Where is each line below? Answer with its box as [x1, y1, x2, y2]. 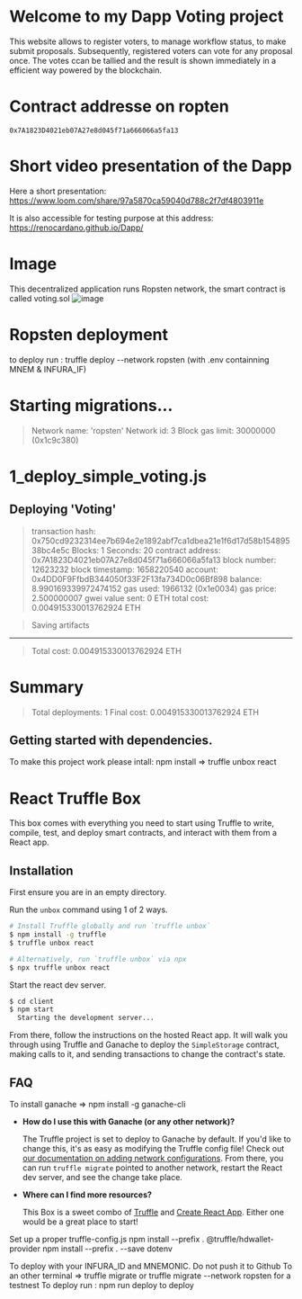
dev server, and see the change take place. [22, 1171, 182, 1182]
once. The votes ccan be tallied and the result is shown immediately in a [9, 55, 277, 66]
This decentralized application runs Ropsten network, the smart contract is [9, 283, 286, 294]
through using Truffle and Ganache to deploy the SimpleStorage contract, [9, 1039, 280, 1050]
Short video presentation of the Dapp [9, 156, 292, 176]
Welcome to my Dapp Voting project [9, 6, 284, 27]
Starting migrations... [9, 395, 173, 416]
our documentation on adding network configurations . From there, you [22, 1152, 284, 1163]
